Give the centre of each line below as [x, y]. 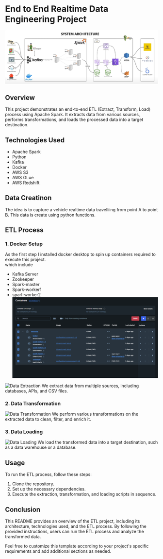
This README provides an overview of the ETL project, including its [73, 521]
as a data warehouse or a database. [41, 447]
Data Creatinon [28, 198]
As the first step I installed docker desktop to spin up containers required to [81, 254]
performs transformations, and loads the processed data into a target [74, 119]
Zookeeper [23, 279]
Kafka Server [25, 274]
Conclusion [23, 509]
